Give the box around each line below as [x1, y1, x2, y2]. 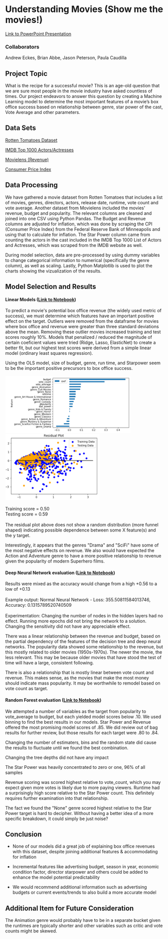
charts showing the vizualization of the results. [5, 267, 102, 274]
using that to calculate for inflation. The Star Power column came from [5, 231, 150, 237]
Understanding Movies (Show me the [5, 4, 163, 15]
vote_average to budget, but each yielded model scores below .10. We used [5, 714, 161, 720]
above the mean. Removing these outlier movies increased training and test [5, 329, 161, 335]
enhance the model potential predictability [12, 874, 100, 880]
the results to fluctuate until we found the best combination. [5, 744, 129, 751]
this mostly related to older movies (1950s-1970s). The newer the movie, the [5, 649, 162, 655]
